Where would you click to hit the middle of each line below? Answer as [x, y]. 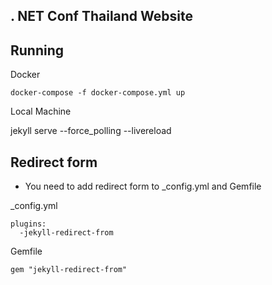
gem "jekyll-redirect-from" [69, 270]
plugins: [28, 224]
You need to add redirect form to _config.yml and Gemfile [143, 186]
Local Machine [41, 111]
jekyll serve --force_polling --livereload [91, 131]
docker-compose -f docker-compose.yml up [98, 93]
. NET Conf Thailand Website [101, 16]
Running [37, 50]
